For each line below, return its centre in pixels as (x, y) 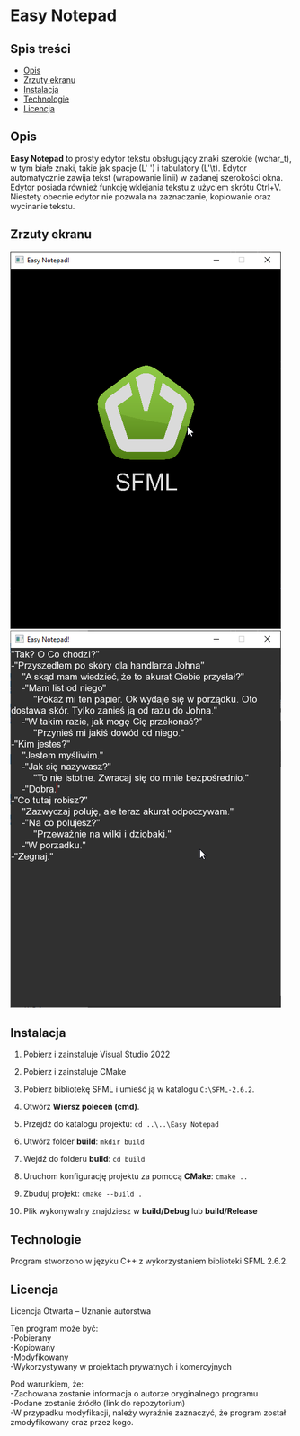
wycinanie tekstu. (43, 206)
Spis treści (40, 49)
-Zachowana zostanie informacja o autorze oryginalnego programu (134, 1394)
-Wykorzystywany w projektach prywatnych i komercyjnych (121, 1367)
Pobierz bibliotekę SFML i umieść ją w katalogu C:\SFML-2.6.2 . (139, 1089)
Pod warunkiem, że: (47, 1384)
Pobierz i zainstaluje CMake (75, 1072)
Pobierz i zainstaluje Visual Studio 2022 (97, 1055)
